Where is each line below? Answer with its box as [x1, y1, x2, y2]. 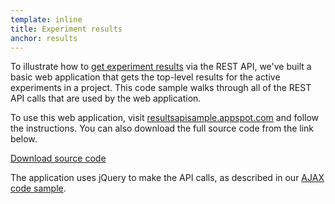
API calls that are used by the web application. [10, 92, 202, 105]
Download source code [10, 152, 107, 165]
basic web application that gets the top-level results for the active [10, 71, 281, 83]
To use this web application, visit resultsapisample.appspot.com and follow [10, 112, 320, 124]
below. [10, 133, 38, 145]
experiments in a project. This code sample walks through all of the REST [10, 82, 312, 94]
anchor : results [10, 33, 78, 43]
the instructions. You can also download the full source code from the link [10, 122, 314, 135]
